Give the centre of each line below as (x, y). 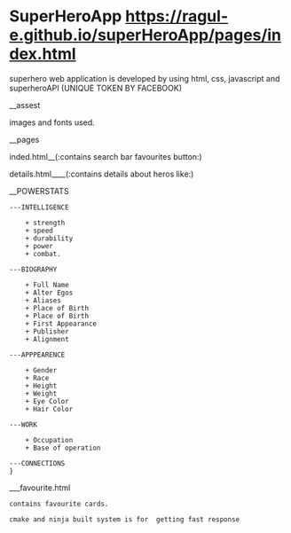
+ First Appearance (61, 324)
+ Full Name (47, 285)
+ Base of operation (63, 448)
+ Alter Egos (49, 293)
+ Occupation (49, 440)
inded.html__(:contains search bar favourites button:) (106, 156)
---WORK (24, 424)
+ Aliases (43, 300)
